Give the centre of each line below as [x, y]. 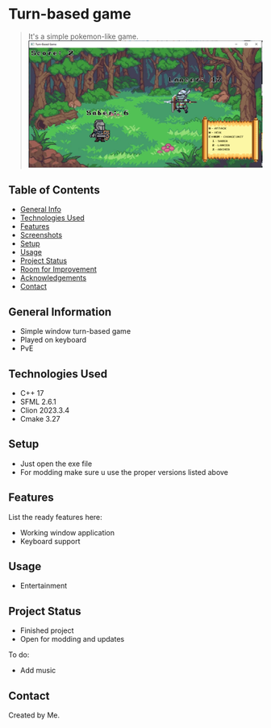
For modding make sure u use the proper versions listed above [124, 472]
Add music [38, 671]
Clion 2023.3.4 [45, 410]
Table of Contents [54, 190]
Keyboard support [50, 541]
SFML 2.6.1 [38, 401]
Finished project [47, 630]
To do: [19, 655]
